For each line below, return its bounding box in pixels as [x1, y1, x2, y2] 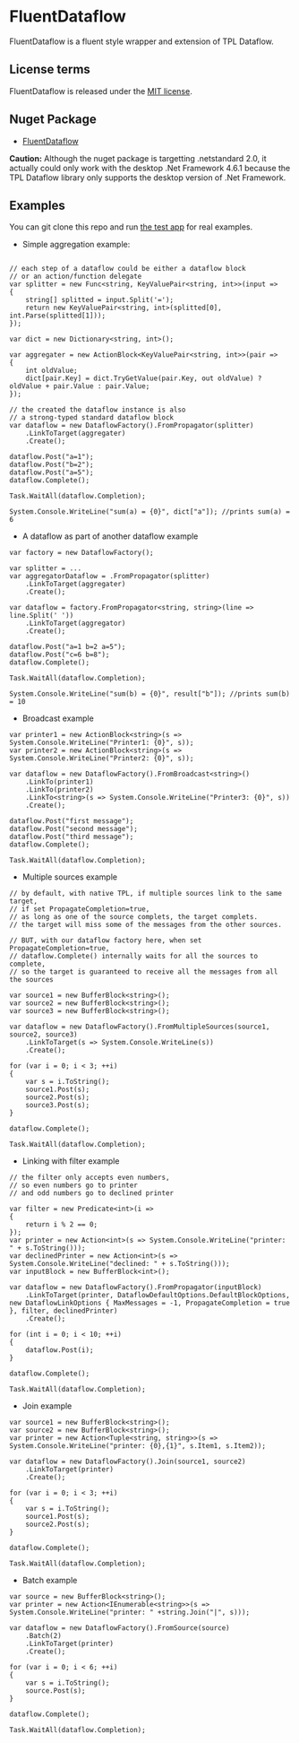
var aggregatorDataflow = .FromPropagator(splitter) [9, 572, 210, 581]
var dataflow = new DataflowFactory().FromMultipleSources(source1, [9, 1022, 270, 1032]
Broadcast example [21, 713, 94, 724]
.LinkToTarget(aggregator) [25, 619, 126, 629]
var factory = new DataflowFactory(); [9, 549, 154, 558]
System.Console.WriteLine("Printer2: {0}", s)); [9, 754, 194, 763]
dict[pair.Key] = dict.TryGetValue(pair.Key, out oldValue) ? [25, 374, 262, 383]
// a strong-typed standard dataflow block [9, 413, 175, 422]
